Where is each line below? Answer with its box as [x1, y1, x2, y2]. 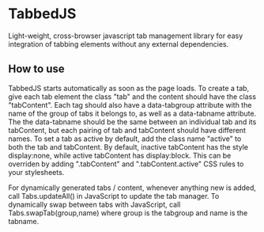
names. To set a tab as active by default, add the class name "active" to [8, 134, 242, 143]
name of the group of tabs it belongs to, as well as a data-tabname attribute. [8, 108, 257, 118]
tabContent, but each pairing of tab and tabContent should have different [8, 125, 247, 135]
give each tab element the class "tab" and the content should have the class [8, 92, 257, 101]
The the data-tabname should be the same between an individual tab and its [8, 116, 257, 127]
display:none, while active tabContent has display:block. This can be [8, 150, 232, 160]
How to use [8, 63, 65, 76]
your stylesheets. [8, 167, 65, 177]
